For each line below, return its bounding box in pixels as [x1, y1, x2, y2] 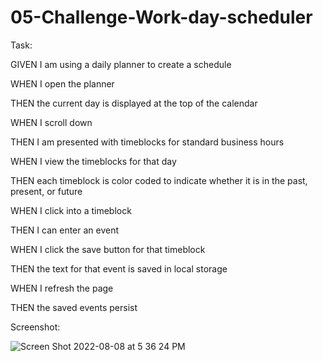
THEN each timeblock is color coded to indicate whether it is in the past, [10, 174, 308, 186]
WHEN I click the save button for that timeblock [10, 243, 206, 255]
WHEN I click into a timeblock [10, 204, 132, 216]
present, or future [10, 185, 83, 197]
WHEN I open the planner [10, 77, 115, 90]
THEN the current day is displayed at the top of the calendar [10, 97, 258, 109]
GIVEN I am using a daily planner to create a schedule [10, 58, 232, 70]
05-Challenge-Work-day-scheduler [10, 6, 313, 29]
